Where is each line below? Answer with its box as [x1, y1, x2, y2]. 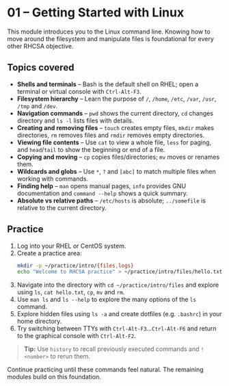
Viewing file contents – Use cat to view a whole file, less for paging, [16, 138, 212, 146]
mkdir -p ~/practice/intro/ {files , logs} [16, 262, 134, 269]
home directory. [16, 317, 62, 326]
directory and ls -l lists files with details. [16, 116, 134, 125]
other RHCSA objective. [7, 42, 74, 50]
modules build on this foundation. [7, 373, 101, 381]
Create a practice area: [16, 248, 82, 257]
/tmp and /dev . [16, 101, 58, 110]
